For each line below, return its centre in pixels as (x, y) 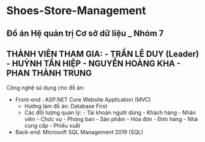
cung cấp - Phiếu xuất (52, 125)
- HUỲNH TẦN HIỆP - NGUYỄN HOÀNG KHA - (94, 63)
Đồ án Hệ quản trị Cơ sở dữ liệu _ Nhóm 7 (85, 33)
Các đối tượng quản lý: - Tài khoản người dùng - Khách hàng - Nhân (110, 113)
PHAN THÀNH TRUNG (49, 73)
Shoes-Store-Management (76, 11)
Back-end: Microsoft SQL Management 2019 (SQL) (79, 132)
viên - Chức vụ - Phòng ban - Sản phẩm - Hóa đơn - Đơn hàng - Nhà (111, 119)
